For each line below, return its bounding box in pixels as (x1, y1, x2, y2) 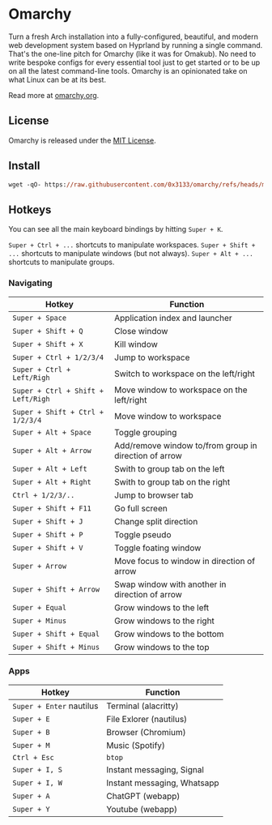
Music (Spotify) (106, 739, 166, 750)
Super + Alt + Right (12, 477, 91, 486)
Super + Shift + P (12, 530, 83, 539)
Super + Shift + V (12, 543, 83, 552)
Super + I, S (12, 765, 63, 774)
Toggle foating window (114, 542, 202, 554)
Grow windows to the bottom (114, 628, 224, 639)
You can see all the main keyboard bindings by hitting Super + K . (8, 224, 223, 234)
